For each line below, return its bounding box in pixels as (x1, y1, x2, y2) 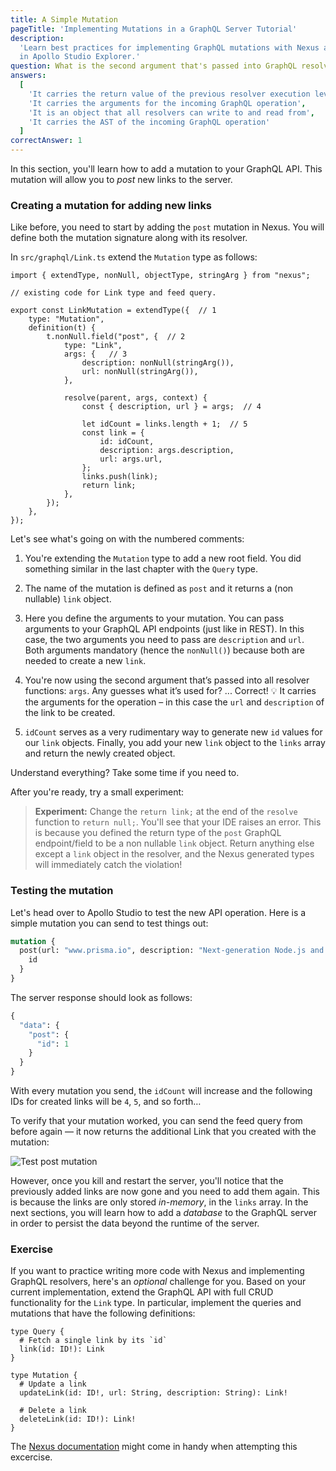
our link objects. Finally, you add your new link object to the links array (24, 737, 326, 749)
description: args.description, (99, 446, 235, 456)
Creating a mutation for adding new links (10, 198, 213, 212)
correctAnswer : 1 (10, 136, 83, 146)
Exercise (10, 1242, 54, 1256)
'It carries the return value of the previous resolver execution (28, 89, 311, 99)
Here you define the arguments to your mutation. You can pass (24, 612, 285, 625)
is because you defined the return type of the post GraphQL (34, 827, 282, 839)
